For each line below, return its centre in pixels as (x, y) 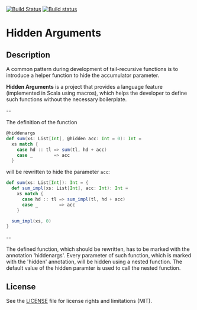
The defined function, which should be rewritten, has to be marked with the (98, 249)
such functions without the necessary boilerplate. (67, 99)
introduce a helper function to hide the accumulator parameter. (83, 75)
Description (28, 55)
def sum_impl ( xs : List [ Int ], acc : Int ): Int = (70, 188)
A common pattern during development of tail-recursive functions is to (92, 69)
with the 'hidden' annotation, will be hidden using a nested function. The (94, 262)
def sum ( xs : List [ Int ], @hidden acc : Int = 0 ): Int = (74, 138)
